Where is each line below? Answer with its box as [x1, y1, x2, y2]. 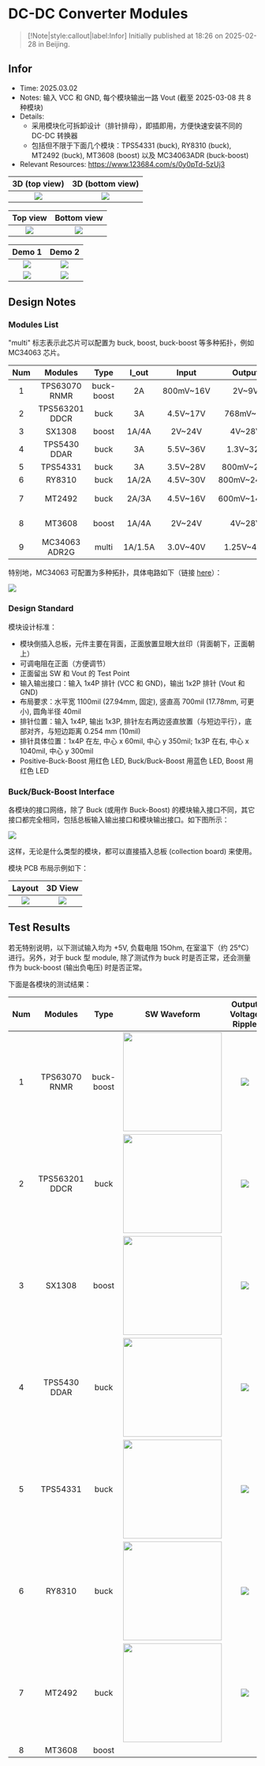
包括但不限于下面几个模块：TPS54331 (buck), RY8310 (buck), [31, 140, 232, 150]
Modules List [8, 320, 59, 331]
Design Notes [8, 296, 77, 309]
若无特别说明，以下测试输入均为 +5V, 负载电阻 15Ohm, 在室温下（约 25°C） [8, 943, 254, 952]
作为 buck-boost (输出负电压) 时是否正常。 [8, 962, 147, 972]
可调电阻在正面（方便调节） [19, 658, 110, 668]
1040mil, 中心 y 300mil [19, 746, 94, 755]
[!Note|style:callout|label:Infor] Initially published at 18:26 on [27, 31, 223, 40]
